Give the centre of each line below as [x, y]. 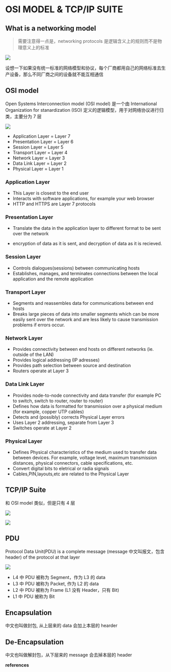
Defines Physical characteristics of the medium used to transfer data [84, 452]
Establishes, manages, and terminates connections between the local [85, 273]
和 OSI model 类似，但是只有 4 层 [40, 503]
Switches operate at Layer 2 [42, 428]
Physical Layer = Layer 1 [38, 169]
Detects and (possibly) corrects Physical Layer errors [68, 417]
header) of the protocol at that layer [43, 557]
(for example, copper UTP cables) [48, 412]
